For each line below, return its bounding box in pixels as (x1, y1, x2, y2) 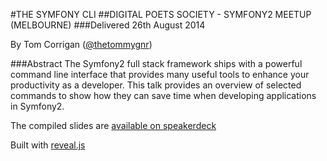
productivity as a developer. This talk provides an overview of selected (10, 79, 302, 91)
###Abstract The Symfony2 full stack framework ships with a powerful (10, 58, 303, 69)
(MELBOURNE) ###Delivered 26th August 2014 (10, 19, 206, 31)
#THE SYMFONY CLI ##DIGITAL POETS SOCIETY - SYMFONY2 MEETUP (10, 9, 312, 20)
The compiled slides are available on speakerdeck (10, 120, 217, 131)
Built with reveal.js (10, 139, 86, 151)
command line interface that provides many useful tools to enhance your (10, 69, 310, 80)
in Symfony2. (10, 100, 65, 112)
